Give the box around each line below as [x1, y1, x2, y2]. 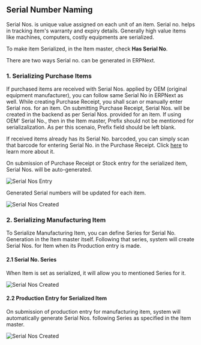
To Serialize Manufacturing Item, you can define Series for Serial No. [6, 229, 176, 236]
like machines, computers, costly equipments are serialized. [6, 33, 154, 41]
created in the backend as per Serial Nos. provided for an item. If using [6, 111, 182, 118]
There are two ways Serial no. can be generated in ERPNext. [6, 56, 156, 64]
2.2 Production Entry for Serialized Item [6, 295, 107, 302]
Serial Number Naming [6, 5, 93, 15]
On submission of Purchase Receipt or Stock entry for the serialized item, [6, 160, 188, 167]
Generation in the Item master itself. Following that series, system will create [6, 236, 195, 243]
